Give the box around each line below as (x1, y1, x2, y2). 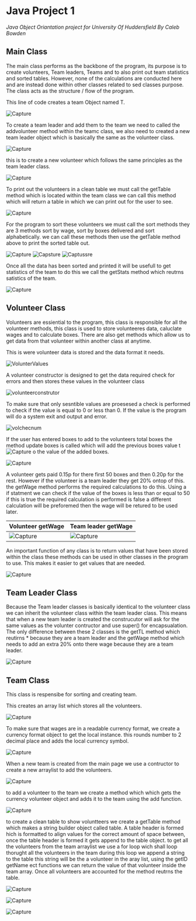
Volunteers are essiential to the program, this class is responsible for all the (6, 319, 187, 326)
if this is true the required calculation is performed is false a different (6, 496, 171, 503)
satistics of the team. (6, 275, 57, 282)
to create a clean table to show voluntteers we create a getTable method (6, 818, 181, 825)
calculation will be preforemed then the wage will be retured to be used (6, 502, 178, 509)
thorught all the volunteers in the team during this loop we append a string (6, 849, 185, 856)
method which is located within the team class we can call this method (6, 192, 177, 199)
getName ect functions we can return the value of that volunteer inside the (6, 862, 186, 869)
